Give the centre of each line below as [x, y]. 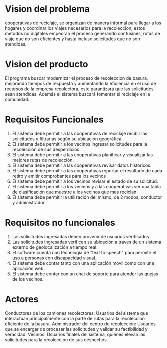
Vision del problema [47, 9]
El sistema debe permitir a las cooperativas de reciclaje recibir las [80, 133]
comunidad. [17, 99]
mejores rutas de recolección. [43, 160]
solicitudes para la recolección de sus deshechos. [57, 340]
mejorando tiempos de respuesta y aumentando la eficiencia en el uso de [81, 83]
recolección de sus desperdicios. [46, 149]
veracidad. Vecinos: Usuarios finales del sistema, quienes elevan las [75, 334]
